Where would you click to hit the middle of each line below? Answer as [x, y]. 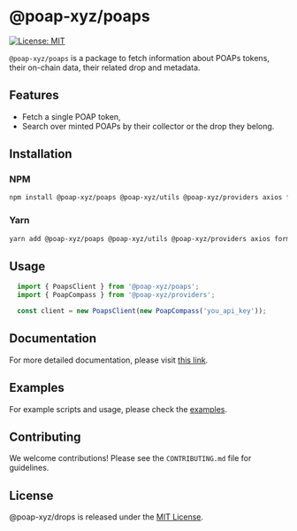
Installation [41, 154]
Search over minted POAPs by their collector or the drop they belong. [148, 126]
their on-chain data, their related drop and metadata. [105, 67]
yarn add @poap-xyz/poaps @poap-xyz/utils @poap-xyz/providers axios [140, 238]
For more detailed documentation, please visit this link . [109, 360]
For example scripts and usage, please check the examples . [118, 409]
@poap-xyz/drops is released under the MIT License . [107, 517]
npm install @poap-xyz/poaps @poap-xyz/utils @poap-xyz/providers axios [146, 198]
